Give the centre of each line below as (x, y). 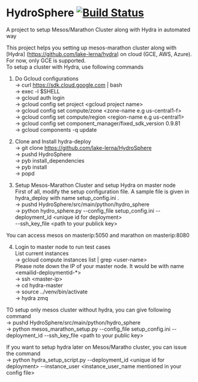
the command (23, 353)
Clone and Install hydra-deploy (53, 141)
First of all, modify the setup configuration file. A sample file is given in (102, 191)
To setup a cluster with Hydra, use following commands (75, 67)
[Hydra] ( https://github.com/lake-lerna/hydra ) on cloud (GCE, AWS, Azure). (99, 54)
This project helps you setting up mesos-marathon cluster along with (91, 48)
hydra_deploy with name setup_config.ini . (67, 198)
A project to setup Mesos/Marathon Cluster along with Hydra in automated (98, 30)
